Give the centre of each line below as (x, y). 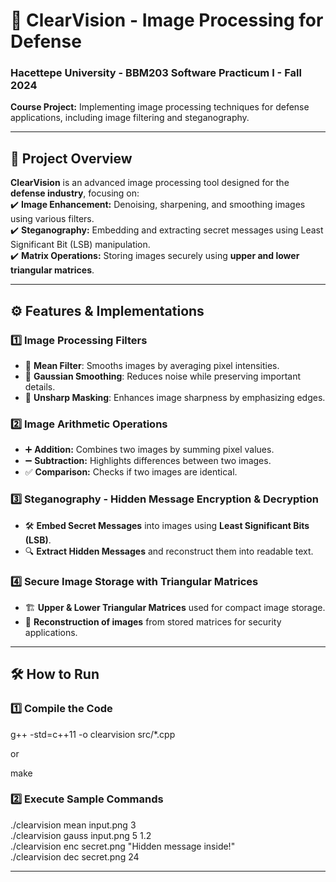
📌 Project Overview (71, 158)
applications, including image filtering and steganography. (130, 118)
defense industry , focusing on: (75, 193)
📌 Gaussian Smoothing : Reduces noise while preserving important (163, 376)
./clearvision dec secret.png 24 (75, 856)
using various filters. (52, 219)
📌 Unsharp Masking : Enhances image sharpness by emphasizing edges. (175, 397)
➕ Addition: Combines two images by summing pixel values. (149, 450)
